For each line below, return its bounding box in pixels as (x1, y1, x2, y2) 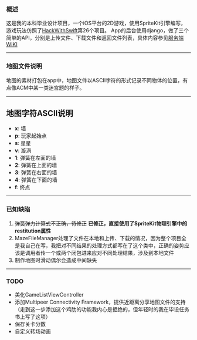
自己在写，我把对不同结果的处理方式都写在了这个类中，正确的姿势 (25, 242, 185, 249)
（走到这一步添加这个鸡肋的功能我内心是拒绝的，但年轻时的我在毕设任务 (14, 306, 189, 312)
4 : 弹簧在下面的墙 (14, 176, 57, 183)
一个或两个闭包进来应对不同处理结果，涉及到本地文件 (45, 249, 174, 256)
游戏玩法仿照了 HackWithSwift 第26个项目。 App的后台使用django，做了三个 (6, 27, 189, 34)
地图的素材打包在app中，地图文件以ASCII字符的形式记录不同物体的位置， (6, 76, 183, 83)
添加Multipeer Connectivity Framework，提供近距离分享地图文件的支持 (14, 298, 186, 305)
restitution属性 (14, 227, 52, 234)
